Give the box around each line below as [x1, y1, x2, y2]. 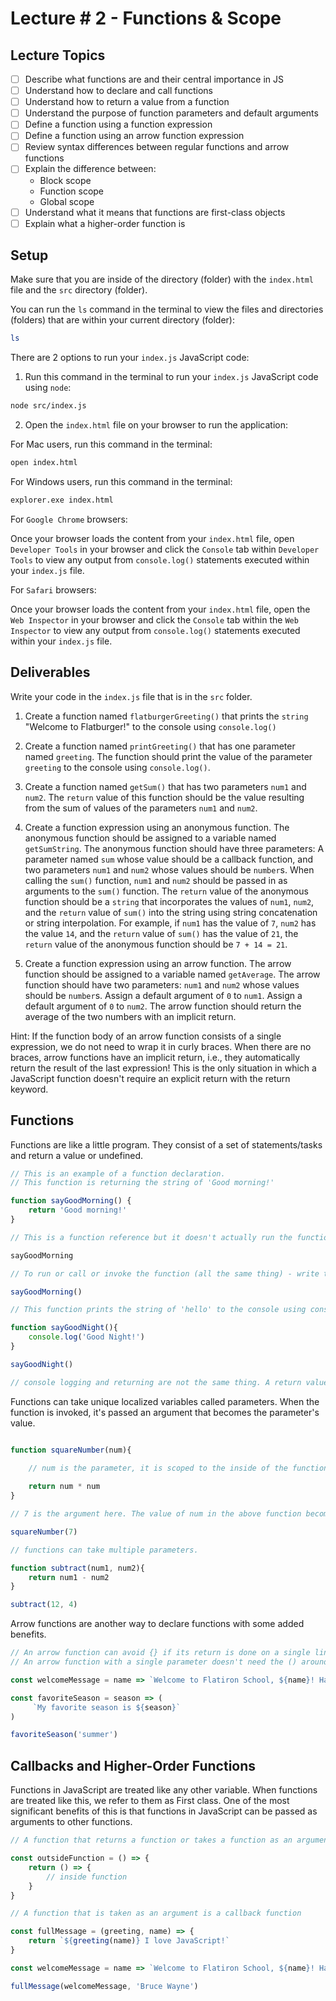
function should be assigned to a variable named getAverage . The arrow [24, 968, 321, 980]
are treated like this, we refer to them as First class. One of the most [10, 1795, 290, 1807]
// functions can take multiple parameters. [10, 1545, 199, 1555]
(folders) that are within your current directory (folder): [10, 314, 235, 326]
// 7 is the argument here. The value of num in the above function [10, 1509, 302, 1519]
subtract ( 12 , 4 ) [10, 1600, 78, 1610]
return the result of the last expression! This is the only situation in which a [10, 1062, 317, 1074]
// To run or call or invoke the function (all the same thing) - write [10, 1268, 320, 1279]
